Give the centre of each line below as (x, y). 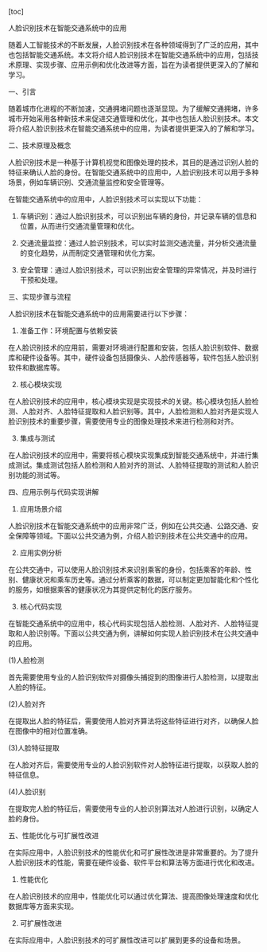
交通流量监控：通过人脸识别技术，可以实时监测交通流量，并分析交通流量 (138, 243)
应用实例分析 (41, 552)
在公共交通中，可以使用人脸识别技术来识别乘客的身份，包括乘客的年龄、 (126, 570)
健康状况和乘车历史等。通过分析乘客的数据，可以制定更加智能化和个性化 (140, 580)
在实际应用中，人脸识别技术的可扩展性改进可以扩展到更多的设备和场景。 (126, 940)
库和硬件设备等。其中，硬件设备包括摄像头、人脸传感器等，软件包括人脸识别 (133, 357)
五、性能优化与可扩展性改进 (54, 835)
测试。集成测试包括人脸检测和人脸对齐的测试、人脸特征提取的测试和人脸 (133, 465)
